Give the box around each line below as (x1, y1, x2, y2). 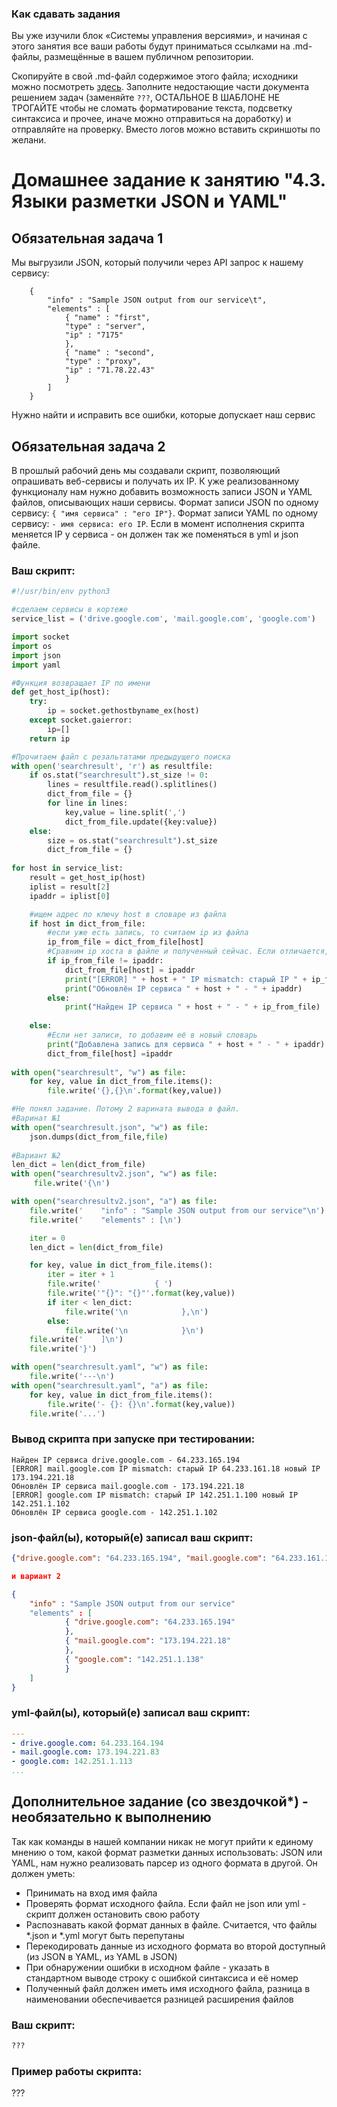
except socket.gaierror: (29, 715, 133, 726)
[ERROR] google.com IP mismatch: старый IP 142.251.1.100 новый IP (11, 1490, 299, 1500)
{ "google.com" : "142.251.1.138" (64, 1654, 204, 1664)
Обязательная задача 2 (11, 438, 166, 455)
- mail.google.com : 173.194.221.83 (11, 1747, 160, 1757)
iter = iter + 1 (47, 1270, 115, 1280)
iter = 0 (29, 1233, 66, 1243)
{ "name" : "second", (64, 348, 156, 358)
